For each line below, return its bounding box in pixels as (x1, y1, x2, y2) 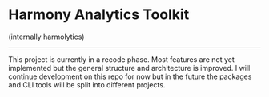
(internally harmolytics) (8, 32, 85, 41)
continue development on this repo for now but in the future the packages (8, 72, 252, 81)
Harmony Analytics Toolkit (8, 6, 190, 24)
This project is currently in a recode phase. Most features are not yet (8, 54, 235, 64)
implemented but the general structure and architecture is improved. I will (8, 63, 251, 72)
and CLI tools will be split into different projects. (8, 80, 166, 89)
